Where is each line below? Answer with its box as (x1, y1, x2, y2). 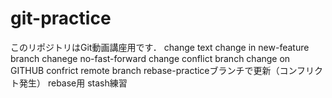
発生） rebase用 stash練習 (18, 77, 128, 89)
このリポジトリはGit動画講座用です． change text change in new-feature (10, 41, 310, 53)
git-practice (10, 7, 112, 30)
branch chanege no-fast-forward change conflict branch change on (10, 52, 291, 64)
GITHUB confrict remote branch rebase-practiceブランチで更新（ (10, 64, 280, 76)
